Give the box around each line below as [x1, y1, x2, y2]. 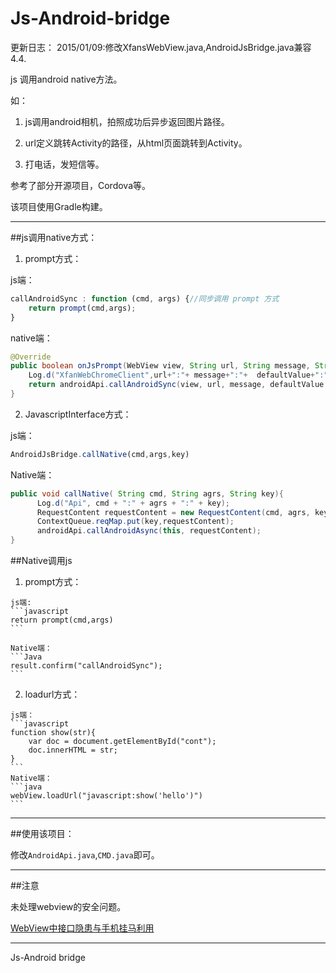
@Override [10, 352, 52, 362]
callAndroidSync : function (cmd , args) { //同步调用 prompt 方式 [10, 293, 280, 304]
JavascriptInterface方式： [24, 408, 132, 420]
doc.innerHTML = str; [28, 745, 118, 756]
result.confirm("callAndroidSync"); [10, 661, 163, 671]
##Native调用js [10, 555, 73, 567]
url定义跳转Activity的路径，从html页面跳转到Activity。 [24, 137, 248, 149]
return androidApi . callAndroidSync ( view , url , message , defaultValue [28, 380, 325, 390]
